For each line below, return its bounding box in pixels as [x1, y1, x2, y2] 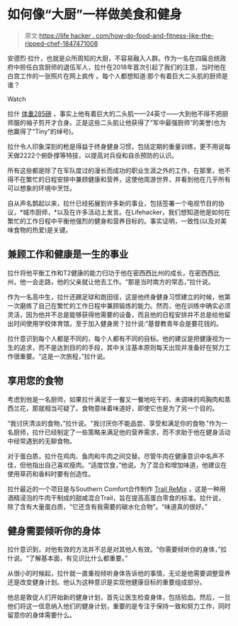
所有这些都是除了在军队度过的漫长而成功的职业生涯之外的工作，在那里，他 [7, 166, 225, 175]
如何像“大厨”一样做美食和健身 [7, 6, 183, 23]
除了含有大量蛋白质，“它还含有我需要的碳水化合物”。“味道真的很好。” [7, 502, 208, 511]
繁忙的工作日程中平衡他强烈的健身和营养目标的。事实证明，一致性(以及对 [7, 216, 221, 225]
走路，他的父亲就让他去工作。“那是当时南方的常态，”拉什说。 [38, 278, 215, 286]
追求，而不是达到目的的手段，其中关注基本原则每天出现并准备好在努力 [19, 343, 225, 351]
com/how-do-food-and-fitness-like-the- [95, 31, 215, 40]
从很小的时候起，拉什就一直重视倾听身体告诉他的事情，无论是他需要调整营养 [7, 569, 231, 578]
